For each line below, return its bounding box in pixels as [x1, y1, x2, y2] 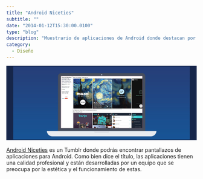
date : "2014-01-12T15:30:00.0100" [6, 22, 94, 28]
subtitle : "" [6, 16, 39, 22]
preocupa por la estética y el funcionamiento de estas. [6, 165, 142, 172]
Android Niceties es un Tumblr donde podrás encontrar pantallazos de [6, 146, 182, 154]
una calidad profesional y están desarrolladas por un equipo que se [6, 159, 174, 166]
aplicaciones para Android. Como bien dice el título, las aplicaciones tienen [6, 152, 193, 160]
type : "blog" [6, 29, 39, 35]
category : [6, 42, 31, 48]
